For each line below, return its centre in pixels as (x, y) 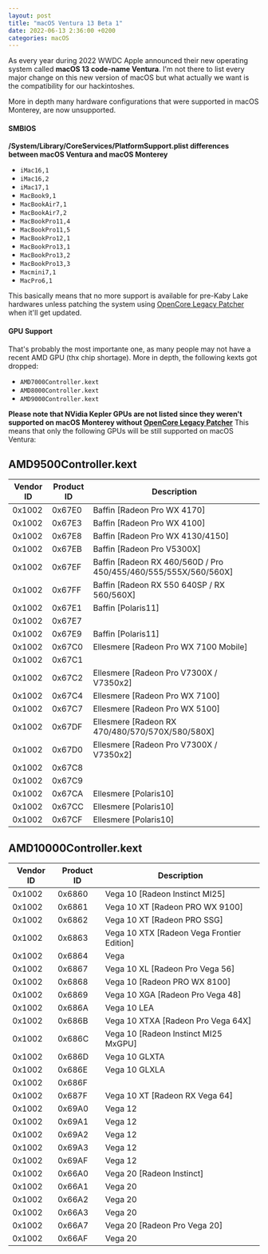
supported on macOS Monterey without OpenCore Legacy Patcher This (129, 422)
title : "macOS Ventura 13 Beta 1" (66, 23)
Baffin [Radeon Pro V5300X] (147, 550)
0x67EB (67, 550)
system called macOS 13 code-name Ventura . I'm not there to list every (126, 69)
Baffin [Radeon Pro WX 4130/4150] (161, 536)
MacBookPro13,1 (45, 247)
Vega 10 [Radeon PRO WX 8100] (168, 982)
